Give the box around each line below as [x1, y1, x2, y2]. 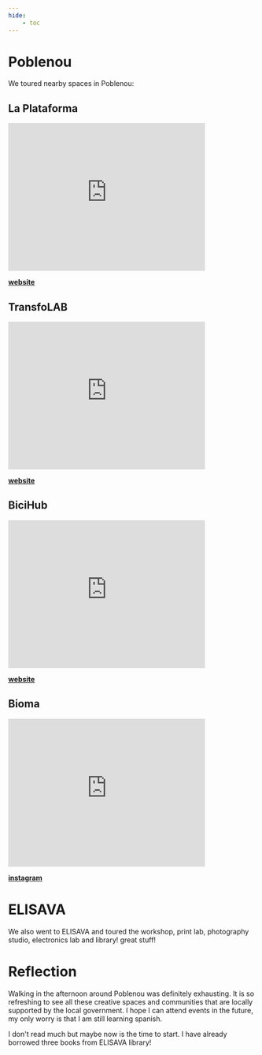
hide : [8, 11, 26, 20]
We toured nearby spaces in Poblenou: [8, 79, 135, 88]
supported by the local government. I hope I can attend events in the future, [8, 1005, 254, 1015]
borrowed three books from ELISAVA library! [8, 1038, 152, 1047]
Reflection [8, 963, 77, 980]
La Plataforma [8, 102, 79, 115]
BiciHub [8, 498, 48, 513]
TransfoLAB [8, 300, 68, 314]
